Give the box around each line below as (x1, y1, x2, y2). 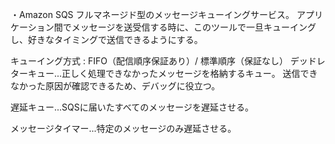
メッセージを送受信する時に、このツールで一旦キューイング (71, 21, 317, 33)
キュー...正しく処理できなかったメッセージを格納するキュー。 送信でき (27, 68, 318, 79)
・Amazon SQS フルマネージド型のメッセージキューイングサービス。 (10, 9, 295, 20)
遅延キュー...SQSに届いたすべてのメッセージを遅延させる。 (10, 101, 254, 113)
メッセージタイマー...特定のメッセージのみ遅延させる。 (10, 123, 237, 134)
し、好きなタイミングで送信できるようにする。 (10, 34, 203, 45)
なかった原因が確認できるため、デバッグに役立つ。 (10, 80, 221, 92)
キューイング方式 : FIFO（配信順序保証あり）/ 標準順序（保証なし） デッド (10, 55, 317, 67)
